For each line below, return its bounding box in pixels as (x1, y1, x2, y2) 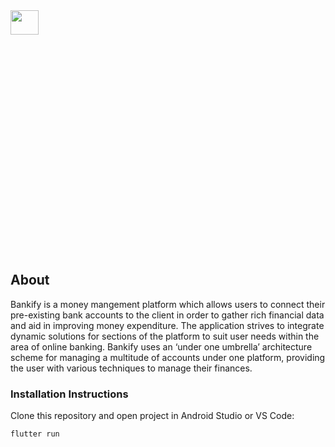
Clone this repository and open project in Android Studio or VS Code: (10, 410, 295, 422)
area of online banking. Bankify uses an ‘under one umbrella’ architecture (10, 340, 313, 353)
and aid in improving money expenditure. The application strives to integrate (10, 319, 325, 331)
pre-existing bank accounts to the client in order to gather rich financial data (10, 309, 325, 321)
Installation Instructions (10, 387, 129, 401)
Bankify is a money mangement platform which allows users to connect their (10, 298, 326, 310)
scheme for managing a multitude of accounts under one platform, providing (10, 351, 326, 363)
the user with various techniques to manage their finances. (10, 362, 253, 374)
